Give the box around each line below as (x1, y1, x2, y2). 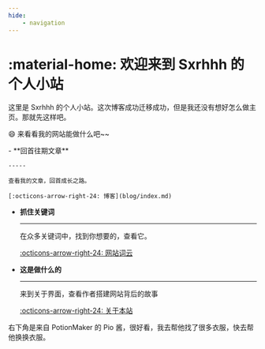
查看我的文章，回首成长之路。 (8, 177, 91, 186)
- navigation (22, 19, 65, 27)
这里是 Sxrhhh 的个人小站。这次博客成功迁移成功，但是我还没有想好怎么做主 (8, 103, 256, 112)
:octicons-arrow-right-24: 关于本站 (19, 306, 133, 316)
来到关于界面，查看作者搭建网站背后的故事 (19, 289, 159, 298)
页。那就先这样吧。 (8, 112, 71, 122)
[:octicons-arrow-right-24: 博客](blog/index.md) (8, 193, 172, 201)
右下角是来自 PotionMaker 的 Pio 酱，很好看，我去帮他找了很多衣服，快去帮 (8, 323, 254, 332)
